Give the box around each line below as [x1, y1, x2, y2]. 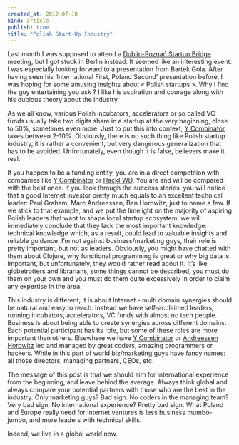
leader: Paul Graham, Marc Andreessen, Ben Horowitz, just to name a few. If [7, 199, 230, 208]
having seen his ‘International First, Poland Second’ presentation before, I [7, 73, 223, 81]
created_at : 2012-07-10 [7, 10, 78, 18]
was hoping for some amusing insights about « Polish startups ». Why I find [7, 80, 230, 89]
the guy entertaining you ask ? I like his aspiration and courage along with [7, 88, 223, 96]
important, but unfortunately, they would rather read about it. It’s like [7, 260, 208, 268]
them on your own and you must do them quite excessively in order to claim [7, 275, 230, 283]
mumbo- [187, 408, 213, 417]
